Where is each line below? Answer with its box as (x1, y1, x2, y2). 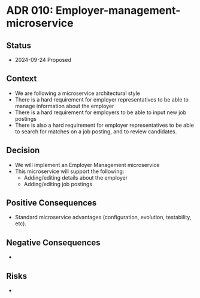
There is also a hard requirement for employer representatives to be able (14, 121, 195, 129)
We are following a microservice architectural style (14, 90, 141, 97)
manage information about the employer (14, 102, 114, 109)
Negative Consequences (6, 237, 101, 248)
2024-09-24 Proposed (14, 56, 72, 63)
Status (6, 40, 32, 50)
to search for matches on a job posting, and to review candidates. (14, 127, 177, 135)
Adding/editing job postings (23, 180, 93, 187)
